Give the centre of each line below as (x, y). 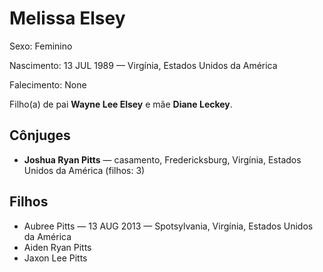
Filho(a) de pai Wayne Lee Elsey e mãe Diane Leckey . (121, 104)
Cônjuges (40, 135)
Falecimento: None (48, 84)
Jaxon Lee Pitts (55, 258)
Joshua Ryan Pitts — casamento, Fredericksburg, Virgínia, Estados (162, 159)
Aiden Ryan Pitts (57, 247)
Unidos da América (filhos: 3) (84, 170)
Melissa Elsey (67, 18)
